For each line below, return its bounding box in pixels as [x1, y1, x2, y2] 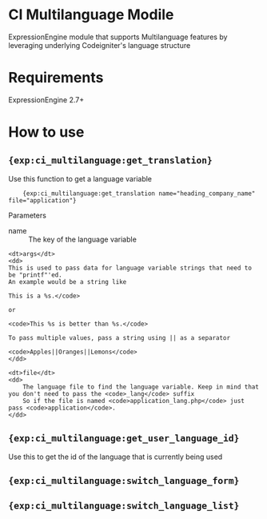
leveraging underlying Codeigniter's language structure [8, 40, 191, 50]
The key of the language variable [28, 234, 137, 244]
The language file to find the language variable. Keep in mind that [22, 382, 260, 391]
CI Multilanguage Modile [8, 6, 174, 24]
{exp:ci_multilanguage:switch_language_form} [8, 475, 240, 487]
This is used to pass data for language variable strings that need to [8, 264, 252, 272]
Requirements [8, 69, 104, 87]
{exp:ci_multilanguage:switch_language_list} [8, 500, 240, 512]
